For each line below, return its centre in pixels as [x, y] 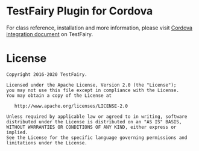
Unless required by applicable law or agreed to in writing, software [97, 116]
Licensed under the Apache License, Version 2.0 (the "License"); [91, 85]
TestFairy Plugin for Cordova [80, 11]
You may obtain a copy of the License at [59, 95]
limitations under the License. [47, 143]
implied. [17, 132]
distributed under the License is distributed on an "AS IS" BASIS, [94, 122]
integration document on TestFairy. [50, 34]
